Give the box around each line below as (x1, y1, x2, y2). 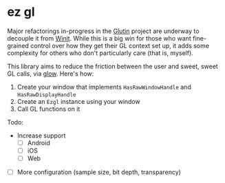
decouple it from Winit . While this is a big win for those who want (7, 34, 191, 42)
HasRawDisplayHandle (17, 91, 76, 98)
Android (27, 138, 50, 147)
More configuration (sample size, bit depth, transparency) (17, 168, 181, 176)
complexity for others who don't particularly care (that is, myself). (7, 49, 194, 57)
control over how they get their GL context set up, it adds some (30, 41, 210, 50)
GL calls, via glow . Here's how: (7, 69, 94, 78)
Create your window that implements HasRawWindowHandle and (17, 83, 191, 91)
